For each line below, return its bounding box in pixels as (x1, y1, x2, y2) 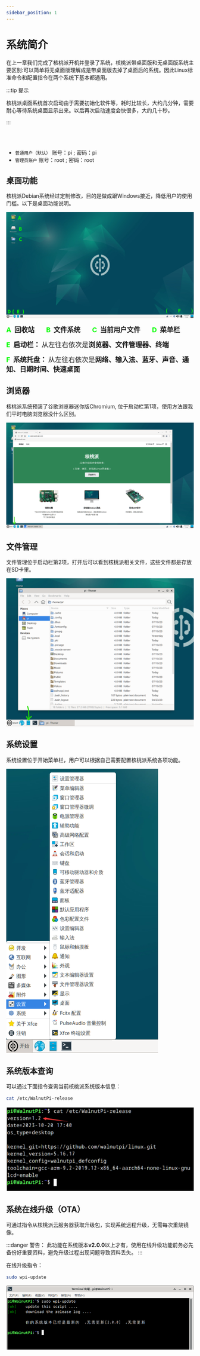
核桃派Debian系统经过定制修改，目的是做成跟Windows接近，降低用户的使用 (6, 192, 192, 200)
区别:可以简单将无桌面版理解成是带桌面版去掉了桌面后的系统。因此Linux (11, 66, 188, 73)
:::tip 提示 (6, 87, 29, 94)
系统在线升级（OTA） (6, 1204, 85, 1214)
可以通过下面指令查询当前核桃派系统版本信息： (6, 1083, 121, 1090)
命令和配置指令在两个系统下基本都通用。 (11, 73, 111, 81)
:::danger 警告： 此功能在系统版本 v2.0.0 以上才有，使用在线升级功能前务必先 (6, 1241, 193, 1248)
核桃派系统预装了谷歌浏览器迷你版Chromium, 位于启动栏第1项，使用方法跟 (6, 403, 188, 410)
